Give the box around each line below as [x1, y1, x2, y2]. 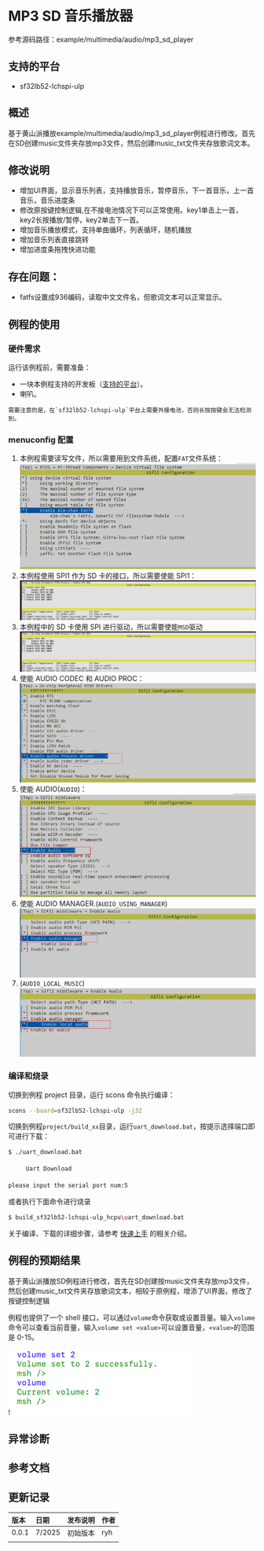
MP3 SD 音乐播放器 [8, 7, 134, 25]
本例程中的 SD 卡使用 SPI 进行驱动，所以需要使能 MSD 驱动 [19, 622, 203, 632]
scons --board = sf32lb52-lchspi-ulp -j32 [8, 1107, 143, 1114]
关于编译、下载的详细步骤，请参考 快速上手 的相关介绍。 [8, 1229, 191, 1238]
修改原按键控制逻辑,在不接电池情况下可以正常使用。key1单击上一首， [19, 205, 243, 215]
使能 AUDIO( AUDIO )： [19, 784, 88, 794]
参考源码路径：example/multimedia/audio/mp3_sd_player [8, 35, 194, 44]
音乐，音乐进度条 [19, 196, 75, 205]
